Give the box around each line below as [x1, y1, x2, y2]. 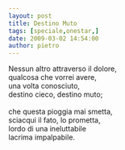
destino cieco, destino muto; [8, 90, 103, 99]
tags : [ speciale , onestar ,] [8, 27, 99, 35]
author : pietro [8, 42, 60, 50]
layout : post [8, 11, 52, 20]
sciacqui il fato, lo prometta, [8, 115, 101, 125]
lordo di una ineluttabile [8, 124, 87, 134]
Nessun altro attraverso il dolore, [8, 64, 117, 73]
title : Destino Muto [8, 19, 78, 27]
